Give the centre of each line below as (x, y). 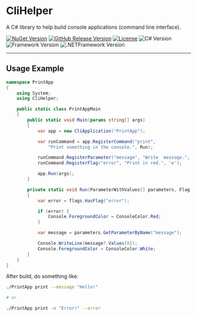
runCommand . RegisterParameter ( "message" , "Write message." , (114, 158)
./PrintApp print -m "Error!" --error (53, 308)
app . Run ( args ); (56, 174)
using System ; (34, 93)
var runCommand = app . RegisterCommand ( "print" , (97, 141)
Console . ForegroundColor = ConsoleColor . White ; (97, 249)
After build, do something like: (42, 276)
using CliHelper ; (38, 99)
